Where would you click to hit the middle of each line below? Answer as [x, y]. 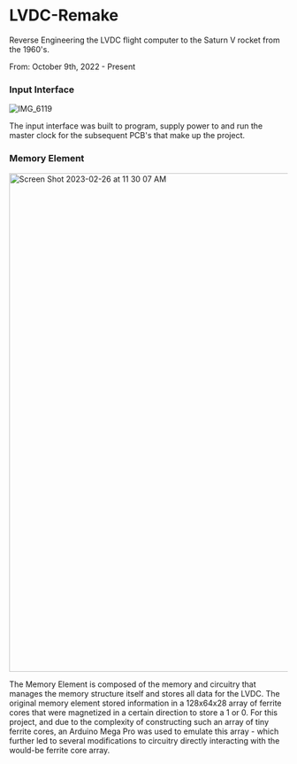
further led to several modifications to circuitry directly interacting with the [145, 740]
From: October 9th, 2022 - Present [72, 66]
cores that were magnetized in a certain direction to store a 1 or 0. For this [144, 712]
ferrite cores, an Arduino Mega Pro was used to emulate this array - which [144, 731]
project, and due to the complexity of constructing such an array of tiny [139, 721]
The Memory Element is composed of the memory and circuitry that [133, 684]
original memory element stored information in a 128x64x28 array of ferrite [145, 703]
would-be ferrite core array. [60, 750]
